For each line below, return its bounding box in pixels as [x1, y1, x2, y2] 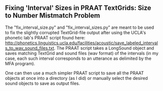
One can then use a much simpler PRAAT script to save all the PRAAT [5, 70, 145, 76]
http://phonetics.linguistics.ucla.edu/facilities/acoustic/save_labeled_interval [5, 40, 158, 46]
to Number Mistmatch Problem [5, 12, 100, 20]
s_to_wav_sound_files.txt [5, 45, 54, 51]
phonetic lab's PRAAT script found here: [5, 35, 86, 40]
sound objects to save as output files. [5, 80, 80, 86]
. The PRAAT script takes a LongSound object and [54, 45, 154, 51]
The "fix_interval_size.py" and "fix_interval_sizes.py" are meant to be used [5, 24, 154, 30]
